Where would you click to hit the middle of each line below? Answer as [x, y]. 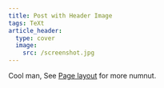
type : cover [36, 38]
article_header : [35, 30]
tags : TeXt [26, 23]
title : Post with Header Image [60, 16]
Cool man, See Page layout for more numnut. [82, 76]
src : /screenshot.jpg [58, 53]
